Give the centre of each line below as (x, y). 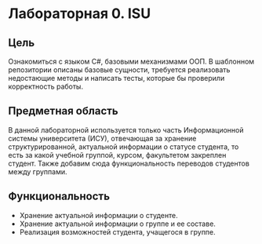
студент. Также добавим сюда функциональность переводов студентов (129, 163)
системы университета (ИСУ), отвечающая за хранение (102, 138)
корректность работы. (46, 86)
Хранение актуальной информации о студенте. (98, 215)
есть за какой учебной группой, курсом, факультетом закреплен (117, 155)
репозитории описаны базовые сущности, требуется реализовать (119, 70)
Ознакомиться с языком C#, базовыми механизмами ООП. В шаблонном (131, 61)
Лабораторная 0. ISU (80, 14)
